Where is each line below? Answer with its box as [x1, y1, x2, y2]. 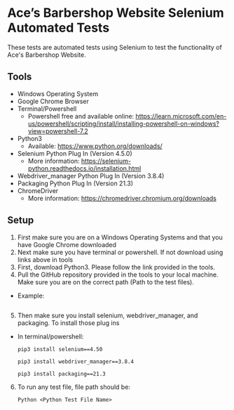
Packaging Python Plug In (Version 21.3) [17, 179, 134, 187]
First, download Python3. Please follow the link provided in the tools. [17, 263, 216, 271]
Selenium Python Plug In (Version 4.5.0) [17, 149, 133, 157]
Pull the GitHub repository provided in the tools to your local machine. [17, 270, 219, 279]
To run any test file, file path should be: [17, 383, 131, 391]
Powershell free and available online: [27, 112, 135, 120]
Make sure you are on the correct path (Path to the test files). [17, 277, 194, 286]
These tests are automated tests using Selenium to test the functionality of [7, 43, 222, 51]
